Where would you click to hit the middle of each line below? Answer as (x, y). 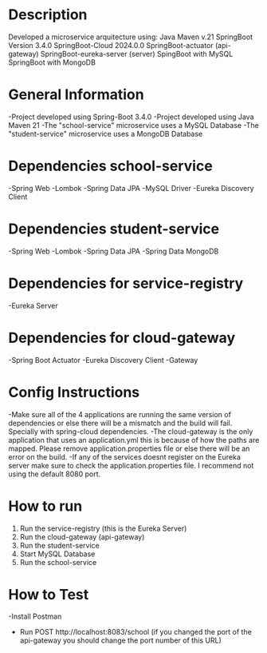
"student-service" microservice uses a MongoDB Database (106, 133)
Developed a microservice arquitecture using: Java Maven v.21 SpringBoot (131, 37)
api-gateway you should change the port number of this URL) (120, 640)
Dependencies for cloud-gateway (122, 338)
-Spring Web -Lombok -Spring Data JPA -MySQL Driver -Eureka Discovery (131, 188)
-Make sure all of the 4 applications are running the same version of (120, 414)
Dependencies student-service (114, 229)
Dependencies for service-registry (126, 283)
